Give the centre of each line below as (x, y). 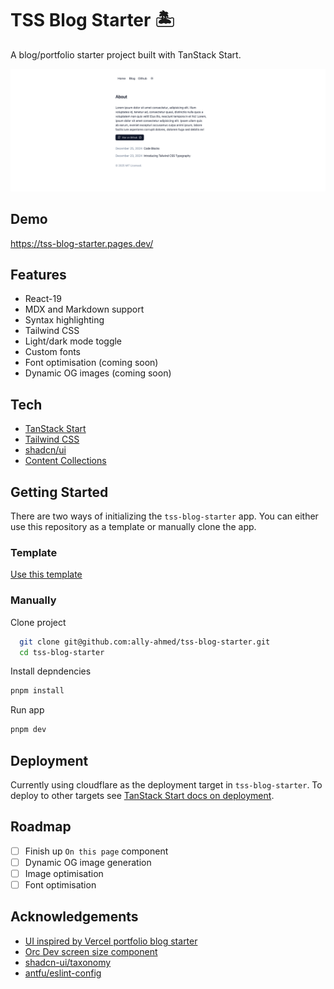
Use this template (46, 574)
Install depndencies (51, 671)
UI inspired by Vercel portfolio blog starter (111, 941)
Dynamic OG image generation (88, 862)
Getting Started (59, 492)
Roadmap (41, 827)
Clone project (38, 622)
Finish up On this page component (96, 851)
